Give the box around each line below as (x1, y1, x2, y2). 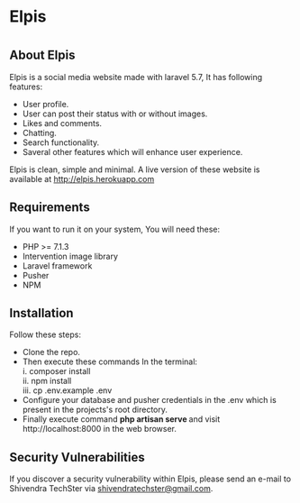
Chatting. (22, 127, 57, 138)
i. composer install (22, 366, 91, 377)
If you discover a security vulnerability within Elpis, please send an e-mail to (9, 473, 291, 484)
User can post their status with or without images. (22, 108, 208, 119)
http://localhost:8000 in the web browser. (22, 424, 177, 434)
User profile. (22, 98, 69, 109)
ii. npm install (22, 376, 72, 387)
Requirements (9, 200, 90, 215)
